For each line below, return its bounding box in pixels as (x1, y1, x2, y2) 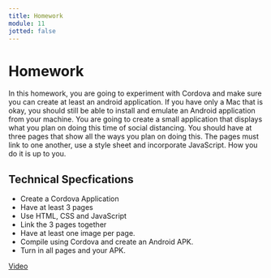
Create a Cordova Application (19, 194, 119, 203)
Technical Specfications (8, 172, 134, 186)
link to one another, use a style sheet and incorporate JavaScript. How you (8, 140, 258, 150)
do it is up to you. (8, 149, 67, 159)
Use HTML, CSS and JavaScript (19, 212, 127, 221)
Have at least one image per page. (19, 229, 135, 238)
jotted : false (8, 27, 57, 35)
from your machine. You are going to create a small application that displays (8, 114, 263, 124)
